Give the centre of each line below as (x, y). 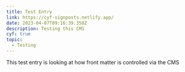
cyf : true (19, 34)
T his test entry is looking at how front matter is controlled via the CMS (93, 62)
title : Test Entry (29, 12)
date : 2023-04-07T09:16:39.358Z (47, 23)
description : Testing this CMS (45, 28)
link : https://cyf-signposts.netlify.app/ (60, 17)
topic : (14, 40)
